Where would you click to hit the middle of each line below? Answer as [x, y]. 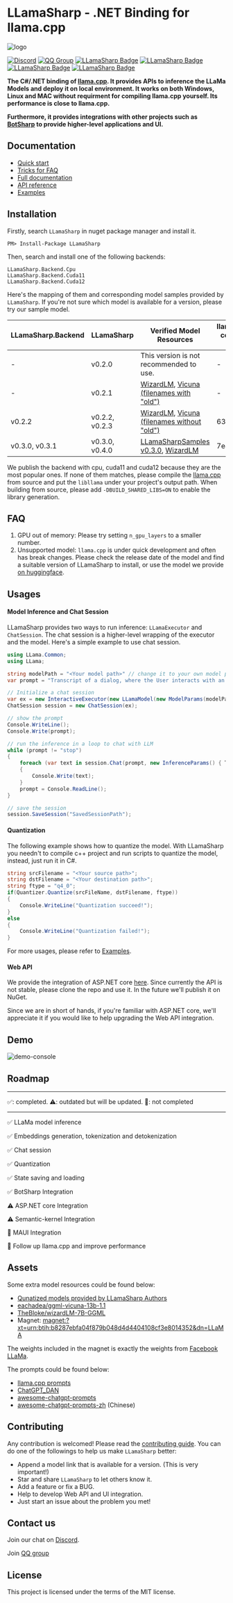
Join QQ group [28, 1553]
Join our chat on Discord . [43, 1540]
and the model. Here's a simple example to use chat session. [94, 642]
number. [29, 543]
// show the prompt [35, 718]
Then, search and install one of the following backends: [86, 257]
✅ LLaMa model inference [44, 1122]
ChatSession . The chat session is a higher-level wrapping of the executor [111, 635]
